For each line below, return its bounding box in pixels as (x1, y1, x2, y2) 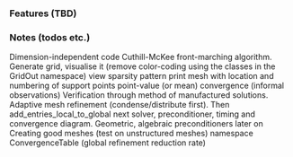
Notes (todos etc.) (9, 31, 91, 43)
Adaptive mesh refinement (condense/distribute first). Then (9, 100, 230, 110)
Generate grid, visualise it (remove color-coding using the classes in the (9, 61, 276, 72)
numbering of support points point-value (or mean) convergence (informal (9, 80, 285, 92)
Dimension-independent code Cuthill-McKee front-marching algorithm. (9, 52, 272, 63)
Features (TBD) (9, 7, 77, 20)
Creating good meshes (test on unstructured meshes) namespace (9, 128, 253, 139)
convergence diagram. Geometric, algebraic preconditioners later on (9, 118, 263, 129)
